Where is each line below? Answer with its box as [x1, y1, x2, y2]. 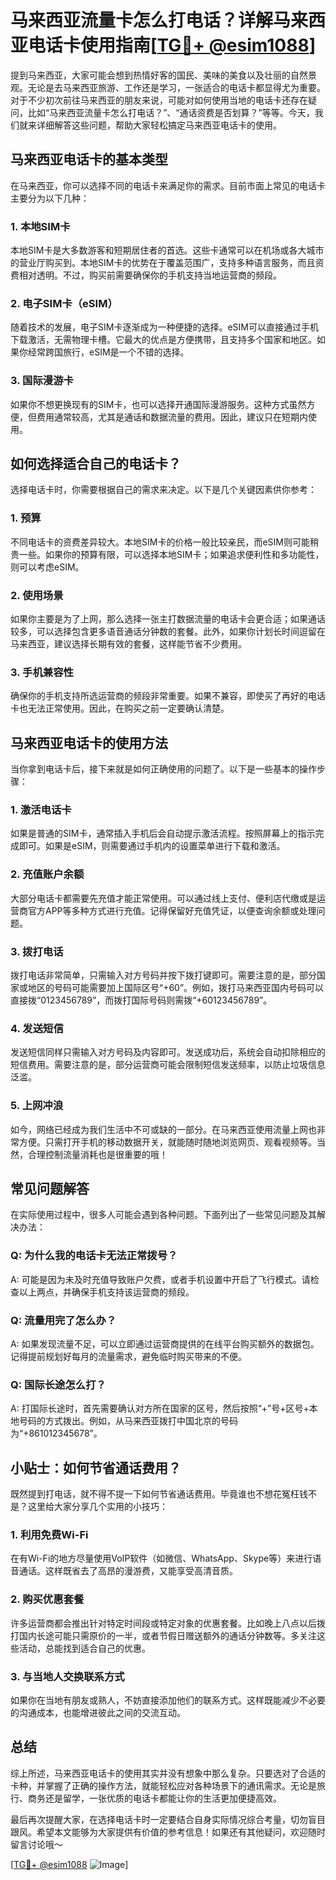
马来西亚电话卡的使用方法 [10, 734, 168, 751]
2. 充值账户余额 [10, 867, 85, 881]
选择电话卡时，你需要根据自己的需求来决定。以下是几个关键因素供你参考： [10, 484, 317, 496]
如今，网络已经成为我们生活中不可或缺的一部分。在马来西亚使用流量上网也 [10, 1123, 317, 1135]
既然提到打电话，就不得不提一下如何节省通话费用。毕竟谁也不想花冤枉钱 [10, 1488, 308, 1500]
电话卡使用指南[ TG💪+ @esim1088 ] [28, 34, 317, 57]
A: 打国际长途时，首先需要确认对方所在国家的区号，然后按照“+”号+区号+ [10, 1402, 310, 1415]
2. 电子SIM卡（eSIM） [10, 296, 118, 310]
